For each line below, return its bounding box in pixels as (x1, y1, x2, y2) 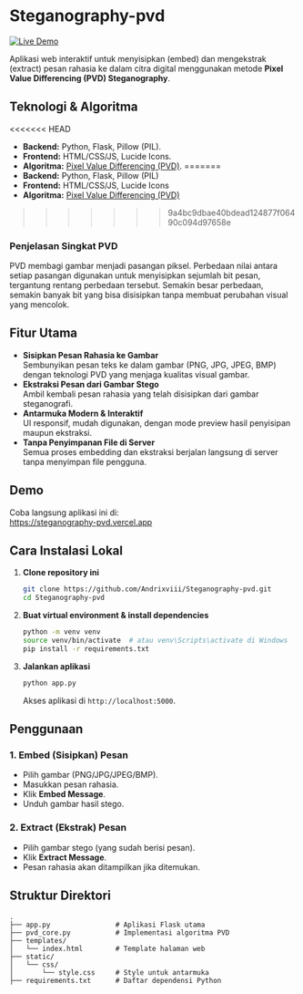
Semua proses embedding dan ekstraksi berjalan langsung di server (22, 446, 279, 457)
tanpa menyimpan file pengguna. (22, 456, 147, 467)
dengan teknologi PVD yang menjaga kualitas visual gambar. (22, 368, 250, 379)
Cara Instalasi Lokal (9, 544, 123, 559)
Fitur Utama (9, 326, 78, 341)
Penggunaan (9, 721, 84, 737)
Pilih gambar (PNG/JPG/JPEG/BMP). (22, 770, 159, 781)
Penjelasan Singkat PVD (9, 239, 118, 252)
